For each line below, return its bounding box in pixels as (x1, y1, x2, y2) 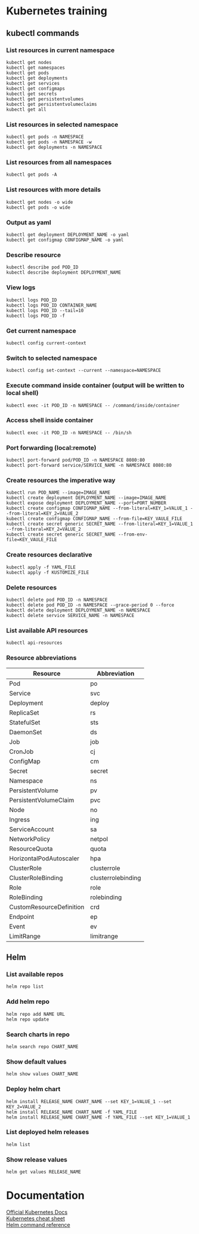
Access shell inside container (6, 416, 94, 424)
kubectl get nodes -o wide (6, 199, 73, 205)
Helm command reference (6, 1221, 70, 1229)
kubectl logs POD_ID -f (6, 313, 66, 319)
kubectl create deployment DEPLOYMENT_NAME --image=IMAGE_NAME (6, 495, 167, 501)
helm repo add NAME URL (6, 1011, 66, 1017)
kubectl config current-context (6, 340, 86, 346)
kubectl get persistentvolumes (6, 96, 84, 102)
